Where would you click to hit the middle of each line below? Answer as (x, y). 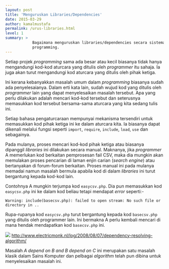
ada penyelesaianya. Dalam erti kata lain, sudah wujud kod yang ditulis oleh (83, 87)
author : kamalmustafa (28, 24)
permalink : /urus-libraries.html (40, 29)
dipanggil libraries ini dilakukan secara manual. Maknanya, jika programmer (83, 149)
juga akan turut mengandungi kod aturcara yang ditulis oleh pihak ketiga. (81, 72)
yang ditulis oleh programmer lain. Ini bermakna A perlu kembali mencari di (83, 220)
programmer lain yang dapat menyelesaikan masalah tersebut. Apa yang (80, 93)
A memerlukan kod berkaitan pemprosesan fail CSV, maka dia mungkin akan (84, 155)
